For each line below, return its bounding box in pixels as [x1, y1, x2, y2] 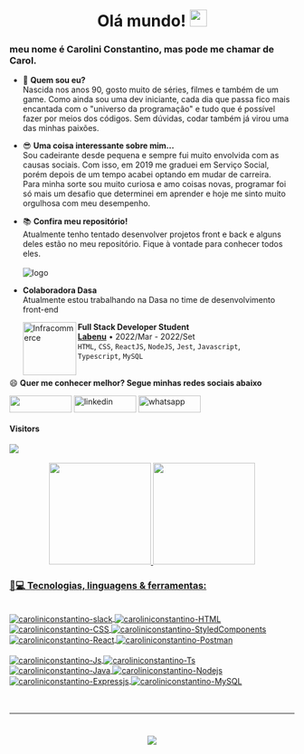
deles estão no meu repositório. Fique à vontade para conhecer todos [22, 239, 283, 250]
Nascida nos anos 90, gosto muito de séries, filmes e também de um [22, 84, 279, 95]
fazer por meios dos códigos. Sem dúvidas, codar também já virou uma [22, 113, 290, 124]
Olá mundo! [97, 11, 187, 32]
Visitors [9, 423, 40, 434]
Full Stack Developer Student [77, 322, 190, 333]
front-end [22, 304, 59, 316]
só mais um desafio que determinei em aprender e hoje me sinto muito [22, 188, 287, 199]
